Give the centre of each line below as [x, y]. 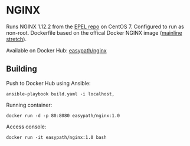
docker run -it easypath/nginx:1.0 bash [57, 137]
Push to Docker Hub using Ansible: [48, 83]
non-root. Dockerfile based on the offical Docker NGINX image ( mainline [94, 32]
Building [22, 69]
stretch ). [17, 39]
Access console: [26, 127]
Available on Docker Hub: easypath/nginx [57, 50]
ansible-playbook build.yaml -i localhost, [60, 94]
